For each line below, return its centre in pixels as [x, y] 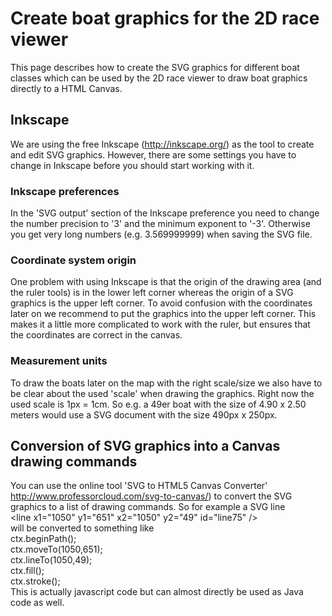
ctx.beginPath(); [43, 539]
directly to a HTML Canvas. [66, 88]
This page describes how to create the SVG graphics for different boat [155, 67]
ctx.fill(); [27, 571]
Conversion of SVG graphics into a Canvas [145, 446]
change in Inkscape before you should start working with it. [132, 165]
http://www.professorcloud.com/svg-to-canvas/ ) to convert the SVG [151, 496]
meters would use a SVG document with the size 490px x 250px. [144, 414]
